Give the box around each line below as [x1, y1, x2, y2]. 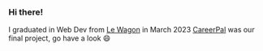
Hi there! [8, 6, 44, 18]
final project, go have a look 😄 [8, 33, 111, 43]
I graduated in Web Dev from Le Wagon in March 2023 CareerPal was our [8, 25, 255, 35]
